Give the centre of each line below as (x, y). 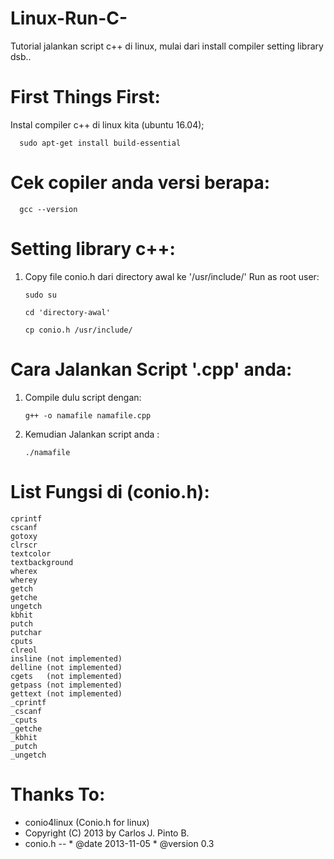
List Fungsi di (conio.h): (110, 491)
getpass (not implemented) (66, 685)
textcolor (31, 553)
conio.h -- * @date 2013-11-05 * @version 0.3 (119, 843)
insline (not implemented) (66, 658)
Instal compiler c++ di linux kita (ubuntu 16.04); (107, 124)
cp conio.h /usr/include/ (78, 330)
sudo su (40, 295)
